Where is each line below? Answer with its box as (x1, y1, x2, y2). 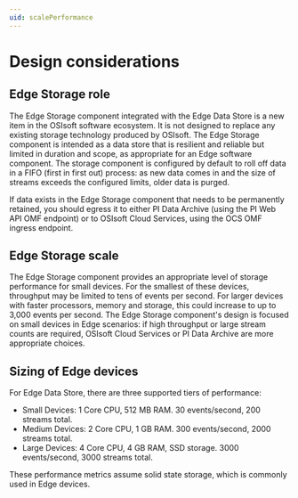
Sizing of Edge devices (9, 363, 139, 379)
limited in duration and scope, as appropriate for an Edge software (9, 148, 253, 159)
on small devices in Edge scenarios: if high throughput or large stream (9, 319, 267, 330)
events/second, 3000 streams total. (21, 452, 153, 463)
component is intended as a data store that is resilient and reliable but (9, 139, 265, 150)
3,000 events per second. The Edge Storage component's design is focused (9, 309, 289, 321)
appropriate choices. (9, 338, 85, 348)
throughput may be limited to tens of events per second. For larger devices (9, 290, 284, 301)
